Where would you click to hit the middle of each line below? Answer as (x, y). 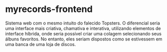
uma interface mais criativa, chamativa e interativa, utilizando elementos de (83, 28)
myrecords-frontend (49, 9)
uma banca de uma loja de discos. (41, 44)
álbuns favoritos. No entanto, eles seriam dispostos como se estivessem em (84, 39)
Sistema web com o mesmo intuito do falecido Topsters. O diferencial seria (83, 23)
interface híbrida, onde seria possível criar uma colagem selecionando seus (83, 33)
